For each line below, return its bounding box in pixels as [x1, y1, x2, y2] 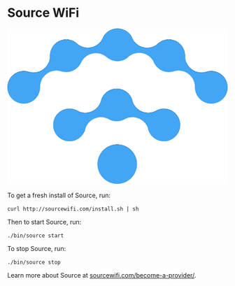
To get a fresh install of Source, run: [7, 191, 111, 199]
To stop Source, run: [7, 244, 66, 252]
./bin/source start [7, 232, 64, 239]
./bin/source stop [7, 259, 61, 266]
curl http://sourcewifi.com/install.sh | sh [7, 205, 139, 213]
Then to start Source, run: [7, 217, 82, 226]
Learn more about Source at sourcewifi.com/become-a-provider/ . [7, 271, 197, 279]
